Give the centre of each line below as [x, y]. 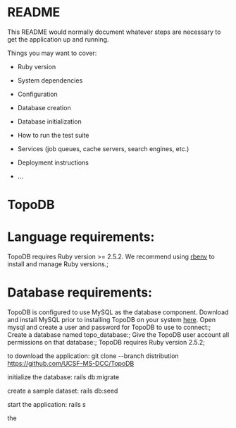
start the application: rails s [46, 404]
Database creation [44, 107]
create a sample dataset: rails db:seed [63, 391]
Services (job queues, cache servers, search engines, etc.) [103, 148]
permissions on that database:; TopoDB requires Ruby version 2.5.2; [106, 342]
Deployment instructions [53, 162]
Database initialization [50, 121]
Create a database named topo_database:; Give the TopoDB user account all [118, 335]
